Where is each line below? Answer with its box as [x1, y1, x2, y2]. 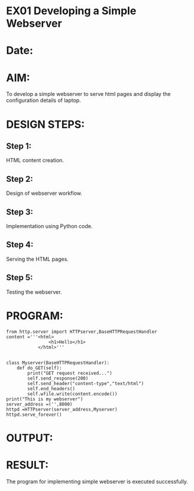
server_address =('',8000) [6, 401, 73, 407]
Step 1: [6, 141, 32, 151]
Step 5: [6, 272, 34, 283]
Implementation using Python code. [6, 222, 93, 229]
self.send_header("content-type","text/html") [27, 380, 144, 386]
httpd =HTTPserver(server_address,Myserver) [6, 406, 118, 412]
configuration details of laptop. [6, 97, 81, 104]
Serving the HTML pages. [6, 255, 69, 262]
